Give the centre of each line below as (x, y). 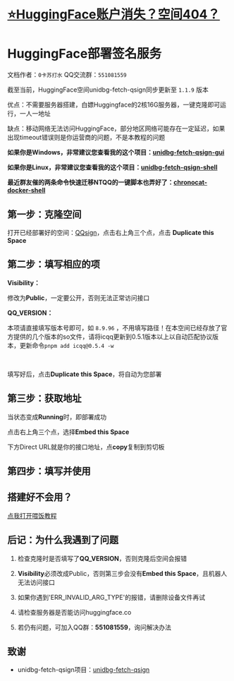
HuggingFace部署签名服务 (85, 54)
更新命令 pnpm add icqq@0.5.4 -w (67, 345)
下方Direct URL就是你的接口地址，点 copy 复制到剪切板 (86, 447)
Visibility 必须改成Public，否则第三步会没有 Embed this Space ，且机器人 (122, 573)
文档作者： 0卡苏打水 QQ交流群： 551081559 (67, 75)
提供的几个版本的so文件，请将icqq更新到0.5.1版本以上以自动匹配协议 (113, 337)
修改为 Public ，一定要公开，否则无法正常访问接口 (79, 298)
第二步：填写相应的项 (54, 264)
